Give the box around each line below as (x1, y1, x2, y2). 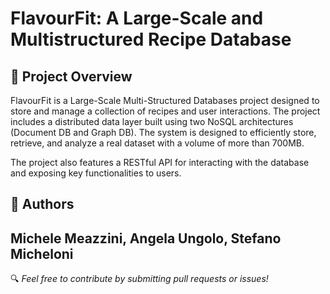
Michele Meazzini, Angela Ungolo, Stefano (10, 230, 282, 247)
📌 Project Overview (10, 68, 133, 85)
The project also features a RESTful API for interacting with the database (10, 157, 310, 168)
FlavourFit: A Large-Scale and (10, 7, 264, 30)
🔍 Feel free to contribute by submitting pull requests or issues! (10, 273, 269, 285)
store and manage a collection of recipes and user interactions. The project (10, 105, 321, 117)
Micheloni (10, 245, 74, 262)
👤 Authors (10, 196, 75, 213)
